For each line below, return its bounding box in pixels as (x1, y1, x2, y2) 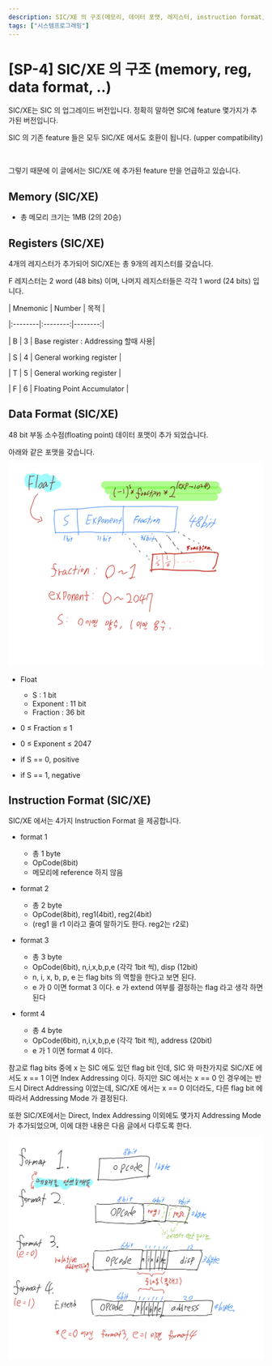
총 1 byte (32, 849, 62, 859)
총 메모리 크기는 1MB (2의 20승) (19, 212, 122, 222)
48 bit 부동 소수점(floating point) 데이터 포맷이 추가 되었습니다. (8, 429, 209, 439)
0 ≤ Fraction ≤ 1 (19, 723, 73, 732)
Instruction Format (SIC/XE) (8, 793, 151, 807)
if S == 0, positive (19, 754, 79, 764)
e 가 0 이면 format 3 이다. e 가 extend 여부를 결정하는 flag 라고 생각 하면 (32, 983, 263, 992)
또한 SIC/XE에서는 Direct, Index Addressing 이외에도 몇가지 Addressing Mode (8, 1111, 261, 1121)
